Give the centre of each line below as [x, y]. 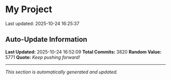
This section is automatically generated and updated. [62, 72]
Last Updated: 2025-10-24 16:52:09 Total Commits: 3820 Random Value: [83, 51]
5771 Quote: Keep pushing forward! [43, 57]
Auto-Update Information [46, 39]
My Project [29, 9]
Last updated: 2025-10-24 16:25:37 [42, 23]
